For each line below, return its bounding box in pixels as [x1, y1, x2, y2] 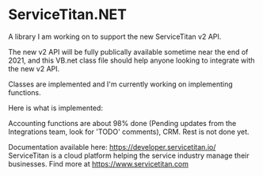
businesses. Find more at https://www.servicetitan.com [8, 159, 189, 168]
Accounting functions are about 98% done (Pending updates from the [8, 118, 237, 128]
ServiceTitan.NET [8, 6, 127, 24]
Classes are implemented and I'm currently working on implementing [8, 79, 234, 89]
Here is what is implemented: [8, 103, 103, 113]
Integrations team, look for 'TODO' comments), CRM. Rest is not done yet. [8, 127, 250, 136]
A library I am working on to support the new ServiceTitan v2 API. [8, 32, 222, 41]
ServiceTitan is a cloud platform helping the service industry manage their [8, 151, 250, 160]
